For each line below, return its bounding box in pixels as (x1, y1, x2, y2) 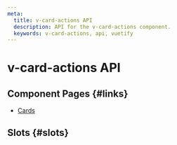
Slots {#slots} (7, 127, 69, 139)
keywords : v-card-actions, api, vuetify (13, 29, 133, 37)
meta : (7, 10, 23, 18)
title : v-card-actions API (13, 17, 93, 24)
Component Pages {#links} (7, 88, 129, 99)
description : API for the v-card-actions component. (13, 23, 171, 30)
